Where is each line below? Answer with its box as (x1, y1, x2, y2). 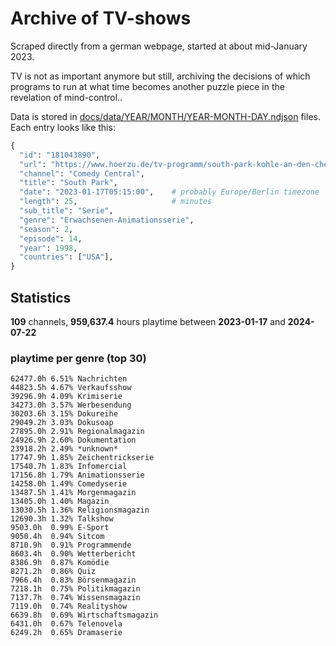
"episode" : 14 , (19, 233, 83, 244)
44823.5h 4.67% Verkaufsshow (10, 383, 132, 393)
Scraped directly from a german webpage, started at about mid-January (10, 40, 308, 52)
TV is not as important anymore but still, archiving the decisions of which (10, 70, 311, 82)
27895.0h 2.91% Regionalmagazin (10, 427, 145, 437)
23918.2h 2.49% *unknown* (10, 444, 118, 454)
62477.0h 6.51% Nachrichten (10, 374, 128, 384)
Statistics (10, 289, 72, 306)
